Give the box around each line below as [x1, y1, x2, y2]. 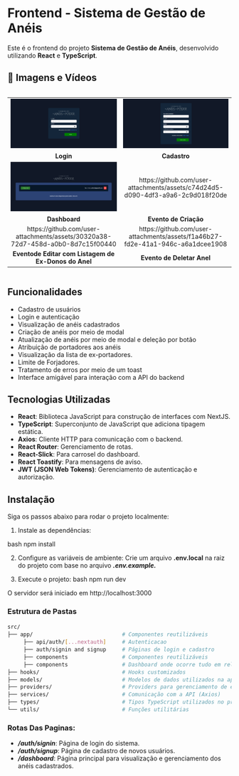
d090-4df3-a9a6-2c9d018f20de [124, 191, 228, 199]
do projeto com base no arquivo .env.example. [17, 561, 156, 570]
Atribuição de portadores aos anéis [17, 343, 121, 351]
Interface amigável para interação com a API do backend [17, 373, 185, 381]
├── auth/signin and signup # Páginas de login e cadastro [23, 646, 215, 654]
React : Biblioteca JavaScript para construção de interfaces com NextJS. [17, 413, 231, 421]
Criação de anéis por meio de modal [17, 327, 124, 336]
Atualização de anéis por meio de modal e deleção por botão [17, 335, 197, 344]
